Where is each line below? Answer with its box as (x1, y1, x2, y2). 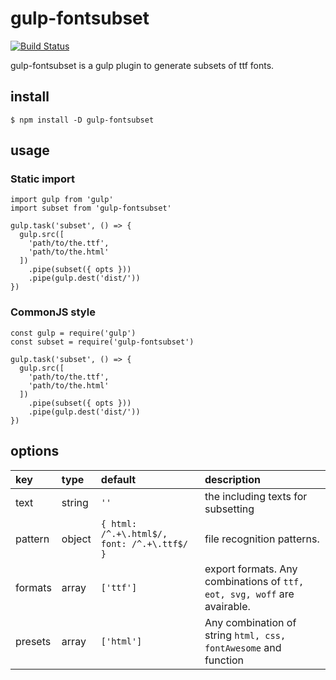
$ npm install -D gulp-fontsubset (10, 115, 155, 125)
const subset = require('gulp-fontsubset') (10, 337, 195, 347)
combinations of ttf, (204, 574, 305, 588)
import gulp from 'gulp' (10, 195, 114, 205)
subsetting (204, 502, 255, 516)
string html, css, (204, 628, 287, 642)
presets (15, 634, 52, 648)
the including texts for (204, 489, 308, 503)
